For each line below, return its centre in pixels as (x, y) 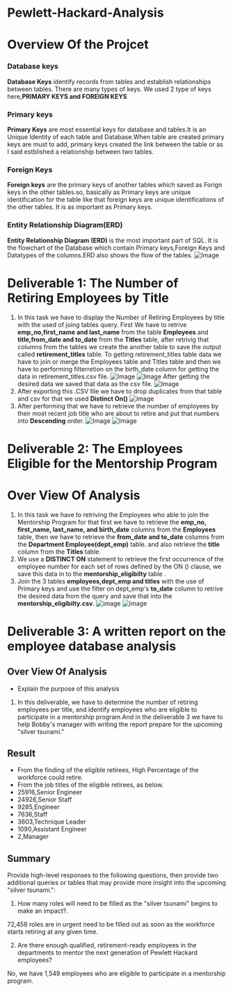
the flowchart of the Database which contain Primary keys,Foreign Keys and (116, 248)
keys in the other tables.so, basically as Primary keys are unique (99, 192)
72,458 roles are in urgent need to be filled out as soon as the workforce (111, 925)
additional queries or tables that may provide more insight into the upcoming (116, 883)
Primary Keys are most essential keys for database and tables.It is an (107, 129)
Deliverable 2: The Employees (95, 448)
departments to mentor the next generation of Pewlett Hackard (107, 953)
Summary (29, 858)
